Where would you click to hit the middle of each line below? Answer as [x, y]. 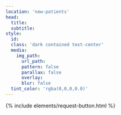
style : [14, 34]
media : [19, 50]
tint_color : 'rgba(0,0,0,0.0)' [50, 89]
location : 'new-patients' [37, 12]
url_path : [33, 61]
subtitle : [23, 28]
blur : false [36, 84]
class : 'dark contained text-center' [58, 45]
